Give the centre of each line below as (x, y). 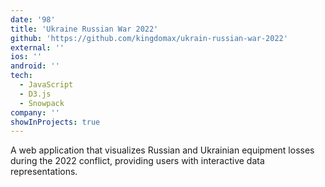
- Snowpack (42, 103)
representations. (44, 172)
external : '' (37, 47)
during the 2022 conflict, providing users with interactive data (137, 161)
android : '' (35, 66)
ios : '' (26, 57)
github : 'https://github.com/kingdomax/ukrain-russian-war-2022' (149, 38)
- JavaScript (46, 85)
